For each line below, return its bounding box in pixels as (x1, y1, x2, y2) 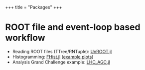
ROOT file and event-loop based (5, 22, 141, 33)
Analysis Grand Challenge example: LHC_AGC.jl (12, 59, 111, 65)
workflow (5, 32, 45, 44)
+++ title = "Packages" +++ (5, 4, 62, 10)
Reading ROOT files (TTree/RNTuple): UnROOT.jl (12, 48, 112, 54)
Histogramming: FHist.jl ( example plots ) (12, 54, 94, 60)
